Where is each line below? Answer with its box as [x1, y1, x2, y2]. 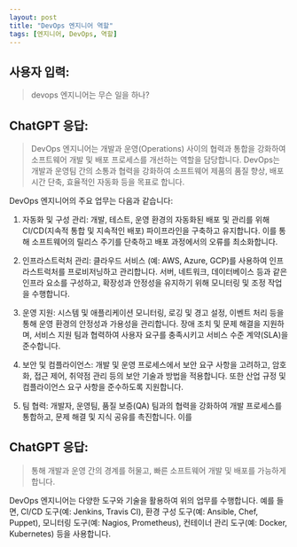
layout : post [9, 12, 58, 22]
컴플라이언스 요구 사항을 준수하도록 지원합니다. [21, 382, 184, 392]
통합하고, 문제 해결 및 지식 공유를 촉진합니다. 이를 [21, 411, 192, 422]
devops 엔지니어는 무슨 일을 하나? [30, 90, 150, 100]
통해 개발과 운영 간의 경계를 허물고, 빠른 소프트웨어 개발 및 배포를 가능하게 [30, 465, 286, 475]
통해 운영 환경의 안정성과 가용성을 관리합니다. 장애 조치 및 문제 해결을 [21, 318, 262, 329]
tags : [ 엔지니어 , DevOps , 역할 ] [9, 29, 118, 38]
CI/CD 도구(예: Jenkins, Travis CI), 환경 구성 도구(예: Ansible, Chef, [20, 506, 259, 517]
